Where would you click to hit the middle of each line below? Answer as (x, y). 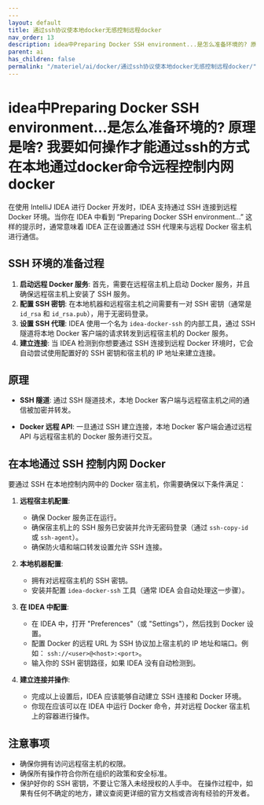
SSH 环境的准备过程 (56, 264)
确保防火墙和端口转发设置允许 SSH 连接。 (99, 547)
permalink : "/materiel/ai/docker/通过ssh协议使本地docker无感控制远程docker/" (132, 67)
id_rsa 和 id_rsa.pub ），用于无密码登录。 (86, 313)
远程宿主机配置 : (45, 501)
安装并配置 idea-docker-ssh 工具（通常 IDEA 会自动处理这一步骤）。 (140, 590)
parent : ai (26, 52)
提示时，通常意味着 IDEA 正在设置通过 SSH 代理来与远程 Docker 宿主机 (137, 226)
